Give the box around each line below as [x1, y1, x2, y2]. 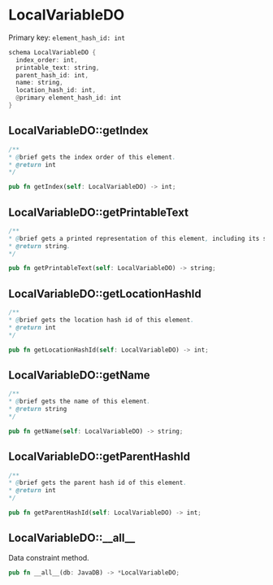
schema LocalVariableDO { [8, 48, 96, 56]
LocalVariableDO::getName [8, 368, 150, 382]
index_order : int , [15, 55, 79, 64]
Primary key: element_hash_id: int [8, 33, 126, 42]
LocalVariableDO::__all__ [8, 531, 136, 545]
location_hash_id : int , [15, 86, 96, 94]
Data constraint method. [8, 552, 89, 562]
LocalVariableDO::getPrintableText [8, 205, 189, 219]
